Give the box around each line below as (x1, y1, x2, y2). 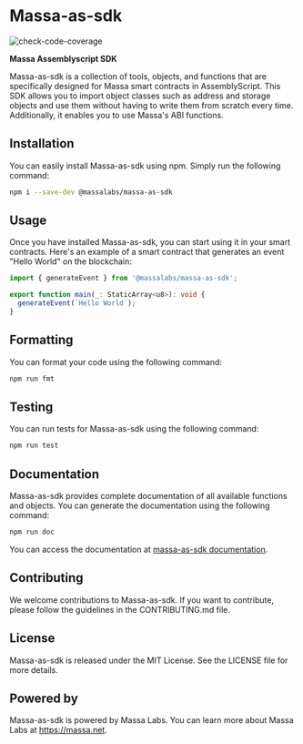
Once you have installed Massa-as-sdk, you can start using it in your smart (9, 237, 291, 248)
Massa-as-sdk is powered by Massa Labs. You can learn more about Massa (9, 715, 294, 726)
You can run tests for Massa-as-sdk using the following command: (9, 423, 259, 434)
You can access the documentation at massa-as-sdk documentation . (9, 544, 268, 555)
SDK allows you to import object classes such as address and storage (9, 90, 271, 101)
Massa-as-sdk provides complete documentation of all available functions (9, 491, 288, 502)
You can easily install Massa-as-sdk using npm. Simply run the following (9, 160, 281, 171)
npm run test (9, 441, 59, 451)
